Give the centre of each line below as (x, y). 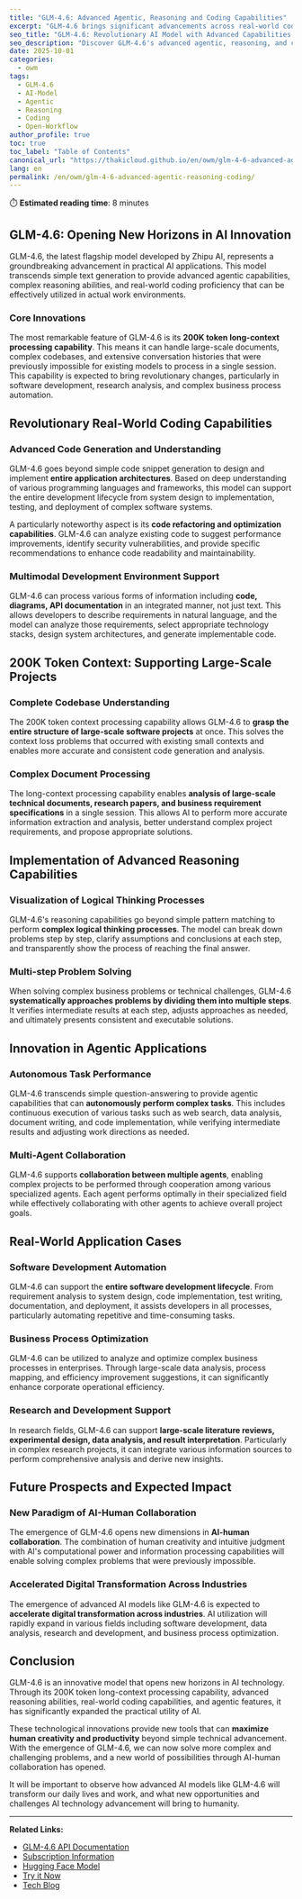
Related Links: (36, 1830)
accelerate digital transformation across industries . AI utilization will (138, 1613)
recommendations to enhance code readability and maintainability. (133, 553)
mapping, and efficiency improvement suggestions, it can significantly (139, 1377)
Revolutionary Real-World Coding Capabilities (141, 423)
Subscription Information (68, 1857)
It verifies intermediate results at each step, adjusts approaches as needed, (149, 1011)
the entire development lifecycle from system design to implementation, (142, 497)
